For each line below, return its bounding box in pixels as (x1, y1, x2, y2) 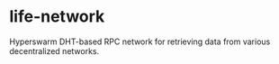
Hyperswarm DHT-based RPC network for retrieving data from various (9, 36, 271, 47)
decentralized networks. (9, 45, 100, 56)
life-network (9, 6, 105, 27)
